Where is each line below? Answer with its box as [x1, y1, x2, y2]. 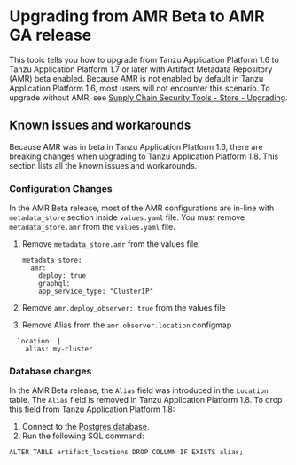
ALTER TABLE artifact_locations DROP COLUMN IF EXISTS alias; [9, 448, 244, 457]
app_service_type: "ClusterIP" [38, 287, 154, 296]
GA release [9, 25, 92, 45]
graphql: [38, 280, 71, 288]
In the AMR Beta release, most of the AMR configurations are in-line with [9, 202, 275, 214]
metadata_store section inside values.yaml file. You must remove [9, 212, 245, 223]
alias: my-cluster [25, 344, 93, 354]
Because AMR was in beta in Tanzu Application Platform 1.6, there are [9, 141, 263, 152]
